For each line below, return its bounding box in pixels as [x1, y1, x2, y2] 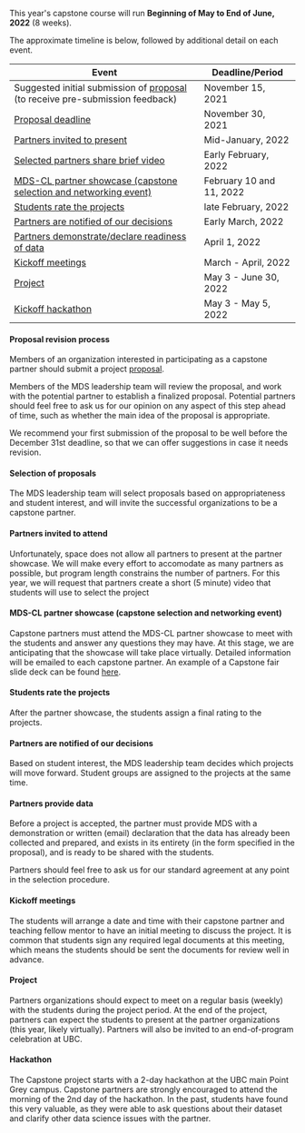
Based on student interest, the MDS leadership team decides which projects [9, 758, 294, 769]
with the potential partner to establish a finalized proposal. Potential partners [9, 390, 296, 402]
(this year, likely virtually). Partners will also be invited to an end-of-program [9, 1023, 294, 1034]
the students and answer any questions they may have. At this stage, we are [9, 637, 295, 648]
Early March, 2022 [203, 215, 284, 228]
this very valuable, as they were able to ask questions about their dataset [9, 1103, 283, 1115]
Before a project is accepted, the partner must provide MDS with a [9, 818, 258, 829]
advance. [9, 953, 44, 965]
